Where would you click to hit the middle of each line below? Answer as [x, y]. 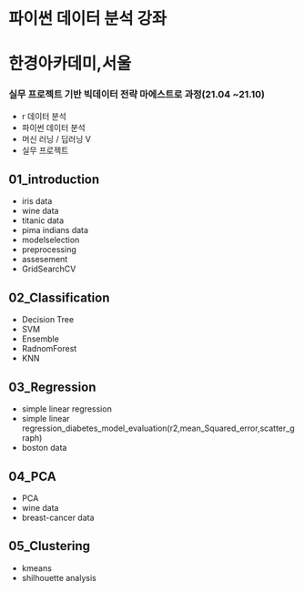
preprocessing [49, 250]
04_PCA [32, 476]
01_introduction [54, 180]
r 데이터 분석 [44, 116]
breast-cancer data [58, 517]
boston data [44, 448]
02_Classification [59, 297]
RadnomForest [49, 349]
